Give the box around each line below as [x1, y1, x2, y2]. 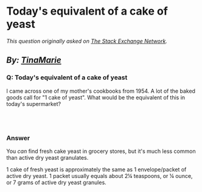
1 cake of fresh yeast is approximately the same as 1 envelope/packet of [6, 166, 187, 173]
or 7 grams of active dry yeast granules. [6, 179, 106, 186]
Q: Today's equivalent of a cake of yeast [6, 73, 128, 82]
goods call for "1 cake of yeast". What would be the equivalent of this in [6, 93, 186, 101]
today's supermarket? [6, 100, 61, 107]
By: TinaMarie [6, 55, 62, 65]
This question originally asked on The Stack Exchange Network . [6, 37, 167, 44]
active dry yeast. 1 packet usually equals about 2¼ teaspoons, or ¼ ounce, [6, 172, 193, 179]
